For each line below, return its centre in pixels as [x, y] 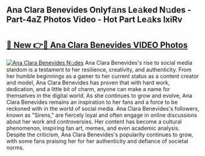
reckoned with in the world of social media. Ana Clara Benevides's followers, [103, 109]
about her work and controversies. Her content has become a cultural [94, 121]
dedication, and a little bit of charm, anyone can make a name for [88, 89]
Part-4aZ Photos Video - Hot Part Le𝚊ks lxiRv [94, 20]
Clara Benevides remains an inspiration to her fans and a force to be [92, 102]
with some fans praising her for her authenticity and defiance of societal [97, 141]
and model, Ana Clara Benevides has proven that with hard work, [88, 83]
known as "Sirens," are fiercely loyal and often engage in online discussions [102, 115]
